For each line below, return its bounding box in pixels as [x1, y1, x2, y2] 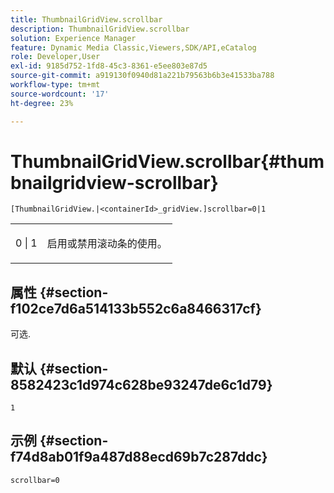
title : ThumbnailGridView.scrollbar [10, 14, 163, 25]
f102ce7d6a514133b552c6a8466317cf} [10, 300, 262, 317]
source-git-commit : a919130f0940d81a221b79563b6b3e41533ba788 [10, 71, 275, 81]
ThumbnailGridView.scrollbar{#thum [10, 150, 325, 173]
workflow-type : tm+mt [10, 80, 101, 90]
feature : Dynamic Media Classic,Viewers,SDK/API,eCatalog [10, 42, 257, 53]
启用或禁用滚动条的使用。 [46, 237, 168, 251]
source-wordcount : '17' [10, 89, 110, 99]
